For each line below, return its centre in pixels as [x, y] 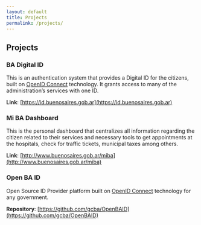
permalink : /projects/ [35, 23]
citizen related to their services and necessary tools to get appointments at [99, 138]
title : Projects [27, 17]
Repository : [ [23, 209]
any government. [27, 197]
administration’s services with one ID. [53, 90]
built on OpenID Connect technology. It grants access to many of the [91, 84]
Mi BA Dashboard [32, 118]
